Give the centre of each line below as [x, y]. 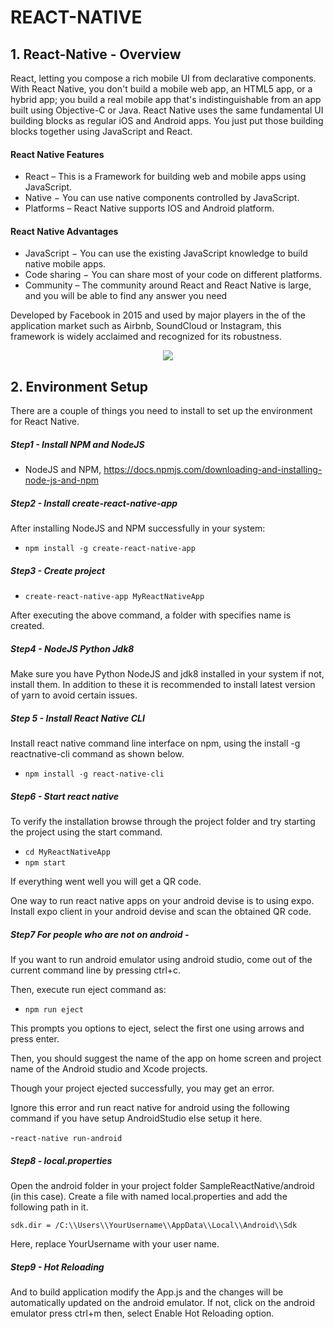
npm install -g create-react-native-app [110, 549]
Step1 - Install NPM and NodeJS [77, 444]
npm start [45, 863]
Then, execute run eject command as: [88, 989]
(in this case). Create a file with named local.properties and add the [149, 1196]
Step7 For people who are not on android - [100, 934]
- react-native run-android [66, 1137]
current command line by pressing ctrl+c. [96, 970]
